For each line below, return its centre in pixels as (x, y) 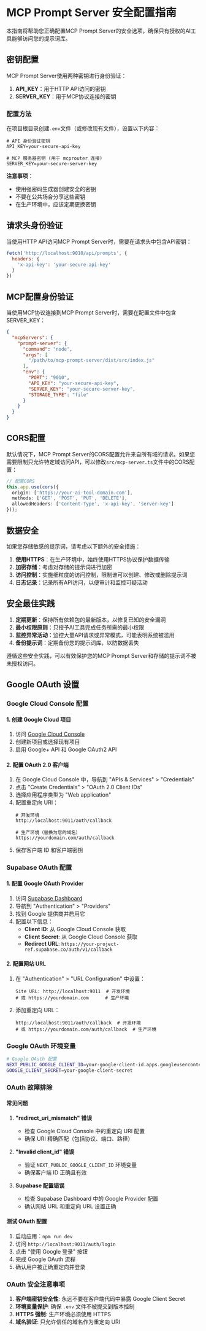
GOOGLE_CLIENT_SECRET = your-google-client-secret (70, 1070)
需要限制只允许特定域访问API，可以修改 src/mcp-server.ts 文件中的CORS (98, 462)
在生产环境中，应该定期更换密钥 (55, 205)
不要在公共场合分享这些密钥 (50, 197)
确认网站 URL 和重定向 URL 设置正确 (70, 1206)
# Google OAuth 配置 (32, 1059)
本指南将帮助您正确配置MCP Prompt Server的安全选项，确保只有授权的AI (99, 31)
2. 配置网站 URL (26, 964)
